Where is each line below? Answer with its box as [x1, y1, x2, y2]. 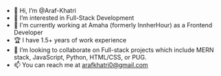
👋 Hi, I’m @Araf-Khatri [13, 7, 77, 14]
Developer [13, 28, 43, 36]
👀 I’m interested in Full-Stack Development [13, 14, 135, 22]
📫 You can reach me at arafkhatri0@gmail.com [13, 61, 149, 68]
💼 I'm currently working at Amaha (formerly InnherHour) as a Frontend [13, 21, 213, 29]
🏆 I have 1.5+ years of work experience [13, 36, 127, 44]
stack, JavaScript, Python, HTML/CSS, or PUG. [13, 53, 147, 61]
